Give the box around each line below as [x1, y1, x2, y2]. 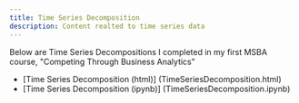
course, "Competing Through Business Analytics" [9, 56, 195, 67]
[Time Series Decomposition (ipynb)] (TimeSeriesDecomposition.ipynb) [22, 83, 291, 94]
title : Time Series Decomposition [9, 13, 141, 23]
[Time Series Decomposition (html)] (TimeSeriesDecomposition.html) [22, 73, 282, 84]
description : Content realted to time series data [9, 22, 205, 31]
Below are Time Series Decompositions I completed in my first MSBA [9, 46, 268, 57]
